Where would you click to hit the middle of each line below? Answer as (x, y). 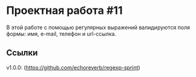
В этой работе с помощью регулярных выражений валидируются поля (98, 27)
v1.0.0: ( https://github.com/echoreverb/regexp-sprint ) (73, 67)
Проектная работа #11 (64, 11)
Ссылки (22, 53)
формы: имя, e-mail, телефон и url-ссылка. (61, 33)
